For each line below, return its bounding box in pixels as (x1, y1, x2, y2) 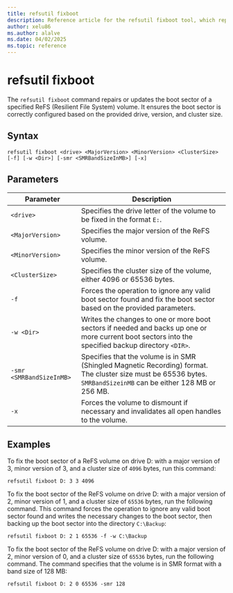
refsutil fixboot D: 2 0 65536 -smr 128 (7, 581, 126, 587)
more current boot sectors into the (80, 331, 193, 341)
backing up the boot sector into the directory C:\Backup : (7, 519, 166, 528)
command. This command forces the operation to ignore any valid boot (7, 505, 210, 513)
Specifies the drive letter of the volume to (80, 206, 216, 215)
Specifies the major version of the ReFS (80, 226, 210, 235)
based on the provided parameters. (80, 303, 196, 312)
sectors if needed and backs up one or (80, 323, 207, 333)
